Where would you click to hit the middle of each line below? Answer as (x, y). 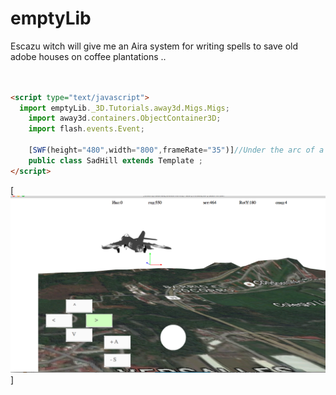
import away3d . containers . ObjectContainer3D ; (125, 118)
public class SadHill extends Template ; (115, 160)
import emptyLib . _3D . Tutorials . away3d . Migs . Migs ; (124, 108)
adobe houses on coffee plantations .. (88, 56)
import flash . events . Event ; (86, 129)
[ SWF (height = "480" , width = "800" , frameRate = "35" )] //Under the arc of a (176, 150)
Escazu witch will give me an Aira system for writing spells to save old (154, 46)
